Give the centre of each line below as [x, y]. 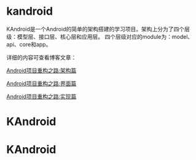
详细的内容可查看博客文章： [41, 57]
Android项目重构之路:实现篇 [41, 96]
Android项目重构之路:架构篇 [41, 70]
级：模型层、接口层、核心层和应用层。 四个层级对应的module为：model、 [100, 36]
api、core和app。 [29, 44]
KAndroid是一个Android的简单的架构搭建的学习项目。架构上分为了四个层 [98, 29]
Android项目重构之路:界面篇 [41, 83]
